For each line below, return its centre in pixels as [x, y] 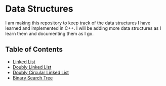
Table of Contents [34, 49]
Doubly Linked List [32, 67]
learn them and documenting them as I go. [49, 33]
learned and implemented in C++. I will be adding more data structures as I [83, 28]
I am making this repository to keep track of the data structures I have [78, 23]
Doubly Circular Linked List [41, 72]
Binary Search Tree [33, 78]
